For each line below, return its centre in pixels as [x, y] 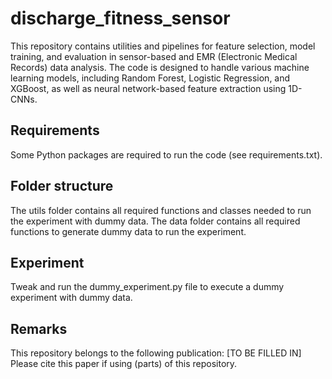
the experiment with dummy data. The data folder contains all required [155, 221]
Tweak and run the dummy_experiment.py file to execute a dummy [147, 287]
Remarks [39, 328]
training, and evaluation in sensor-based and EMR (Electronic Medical [154, 56]
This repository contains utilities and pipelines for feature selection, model [163, 46]
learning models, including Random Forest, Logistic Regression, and [150, 78]
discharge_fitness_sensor [120, 18]
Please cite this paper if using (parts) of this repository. [124, 364]
